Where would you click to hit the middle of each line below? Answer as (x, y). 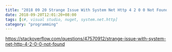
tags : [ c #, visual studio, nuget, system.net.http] (61, 19)
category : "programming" (32, 24)
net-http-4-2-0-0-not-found (35, 44)
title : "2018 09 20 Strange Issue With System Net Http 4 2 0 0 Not (80, 10)
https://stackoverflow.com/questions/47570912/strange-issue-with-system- (86, 39)
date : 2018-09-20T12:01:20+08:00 (41, 15)
